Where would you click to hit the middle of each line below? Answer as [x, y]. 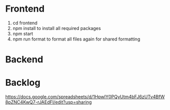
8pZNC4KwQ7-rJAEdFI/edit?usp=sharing [49, 102]
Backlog [23, 83]
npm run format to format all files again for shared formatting [76, 39]
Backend [24, 60]
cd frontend [25, 23]
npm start [23, 33]
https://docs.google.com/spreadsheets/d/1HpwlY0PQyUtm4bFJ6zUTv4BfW [85, 97]
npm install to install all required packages [57, 28]
